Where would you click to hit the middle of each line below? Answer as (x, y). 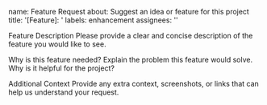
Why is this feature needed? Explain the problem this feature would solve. (130, 60)
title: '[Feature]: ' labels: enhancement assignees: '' (94, 20)
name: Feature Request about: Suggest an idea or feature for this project (129, 12)
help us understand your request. (64, 92)
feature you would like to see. (57, 44)
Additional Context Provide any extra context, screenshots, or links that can (134, 84)
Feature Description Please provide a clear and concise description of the (131, 36)
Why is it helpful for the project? (62, 68)
